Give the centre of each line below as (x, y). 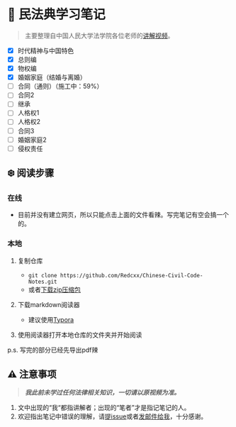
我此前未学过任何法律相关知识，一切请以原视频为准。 (102, 393)
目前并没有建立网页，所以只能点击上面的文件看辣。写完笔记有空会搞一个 (123, 215)
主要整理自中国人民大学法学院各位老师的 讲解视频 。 (99, 35)
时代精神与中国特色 (46, 50)
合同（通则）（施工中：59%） (60, 87)
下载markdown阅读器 (49, 304)
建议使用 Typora (51, 319)
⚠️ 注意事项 (32, 374)
